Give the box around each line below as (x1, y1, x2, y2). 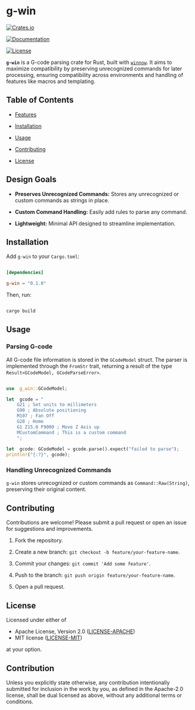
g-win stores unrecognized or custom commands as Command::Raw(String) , (6, 480, 190, 487)
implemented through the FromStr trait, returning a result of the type (6, 362, 172, 370)
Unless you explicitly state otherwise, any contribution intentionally (6, 679, 170, 686)
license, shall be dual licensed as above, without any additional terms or (6, 691, 183, 699)
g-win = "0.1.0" (6, 281, 46, 287)
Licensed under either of (6, 616, 67, 623)
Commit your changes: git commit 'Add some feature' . (14, 560, 151, 567)
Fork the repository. (14, 537, 64, 544)
